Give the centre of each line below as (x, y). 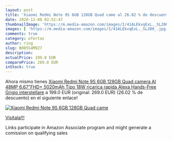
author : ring (19, 43)
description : (19, 53)
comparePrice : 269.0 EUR (32, 62)
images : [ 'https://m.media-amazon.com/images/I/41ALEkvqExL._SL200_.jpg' (87, 29)
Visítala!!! (15, 118)
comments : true (21, 34)
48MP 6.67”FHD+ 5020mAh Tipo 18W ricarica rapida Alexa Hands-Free (81, 87)
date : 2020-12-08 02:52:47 (34, 19)
